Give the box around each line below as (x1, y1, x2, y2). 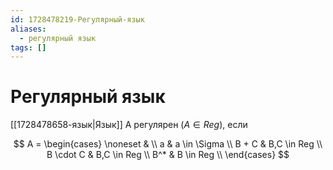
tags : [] (10, 42, 47, 53)
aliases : (10, 24, 47, 34)
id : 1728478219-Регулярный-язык (10, 14, 145, 25)
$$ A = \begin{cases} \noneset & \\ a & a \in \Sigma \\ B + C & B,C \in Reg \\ (13, 138, 323, 150)
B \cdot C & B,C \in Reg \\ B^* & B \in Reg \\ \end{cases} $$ (46, 149, 290, 161)
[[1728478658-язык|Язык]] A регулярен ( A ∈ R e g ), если (10, 119, 248, 131)
